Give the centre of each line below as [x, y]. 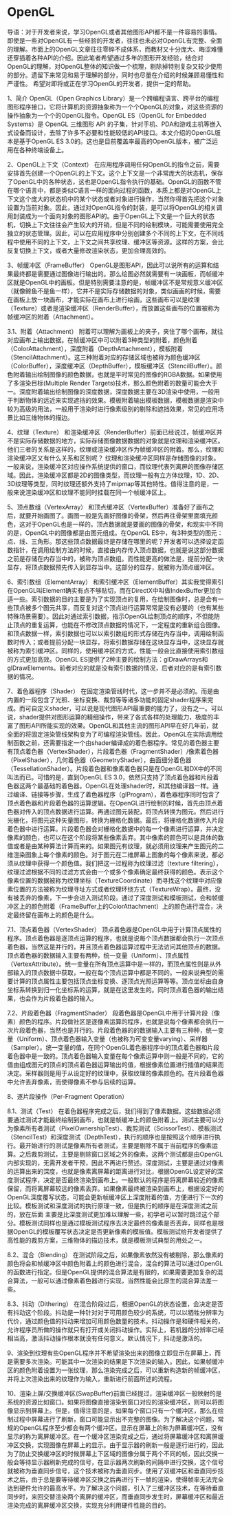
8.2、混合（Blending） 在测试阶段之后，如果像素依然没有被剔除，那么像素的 [115, 1254]
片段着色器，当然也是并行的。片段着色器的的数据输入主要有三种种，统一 [115, 1030]
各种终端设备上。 [43, 149]
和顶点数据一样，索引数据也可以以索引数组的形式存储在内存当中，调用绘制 [112, 633]
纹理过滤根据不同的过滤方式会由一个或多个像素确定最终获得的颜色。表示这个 [115, 872]
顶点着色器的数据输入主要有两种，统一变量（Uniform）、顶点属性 [98, 955]
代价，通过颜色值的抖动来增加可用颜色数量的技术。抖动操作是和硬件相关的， [115, 1321]
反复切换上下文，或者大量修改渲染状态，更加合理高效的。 [88, 250]
